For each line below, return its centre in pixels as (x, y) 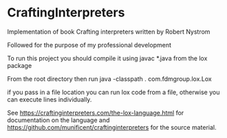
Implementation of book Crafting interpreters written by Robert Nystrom (109, 32)
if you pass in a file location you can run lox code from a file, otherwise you (113, 92)
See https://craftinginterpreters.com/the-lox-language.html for (96, 113)
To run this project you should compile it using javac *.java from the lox (107, 58)
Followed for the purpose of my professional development (89, 45)
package (20, 65)
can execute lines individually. (50, 99)
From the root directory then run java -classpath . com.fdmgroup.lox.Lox (109, 79)
